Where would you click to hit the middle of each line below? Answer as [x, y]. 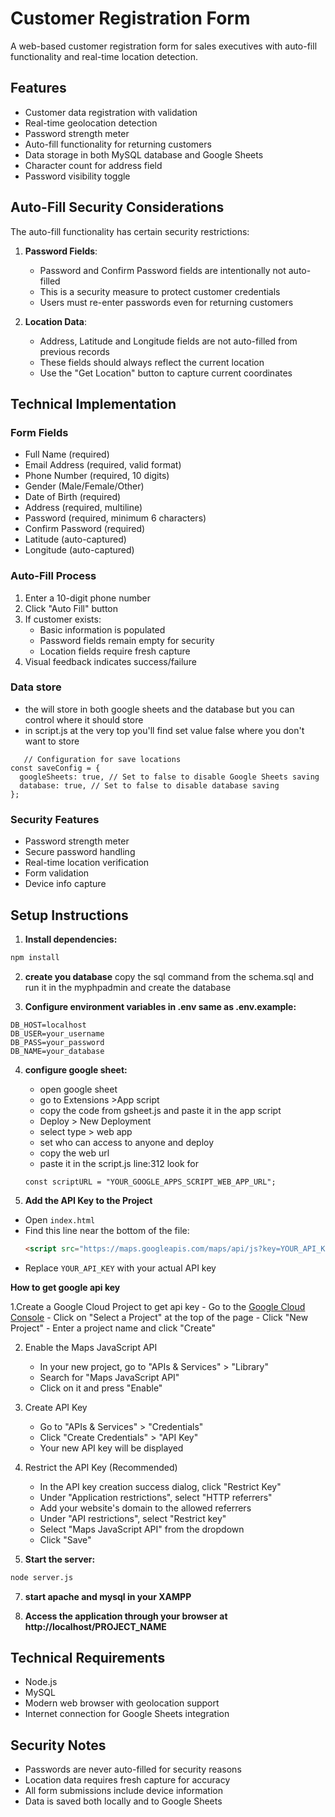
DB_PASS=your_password [57, 1042]
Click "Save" [65, 1539]
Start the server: [60, 1559]
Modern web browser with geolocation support [122, 1703]
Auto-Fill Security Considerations [117, 207]
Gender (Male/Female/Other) [84, 486]
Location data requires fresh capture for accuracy [127, 1780]
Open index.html [60, 1219]
